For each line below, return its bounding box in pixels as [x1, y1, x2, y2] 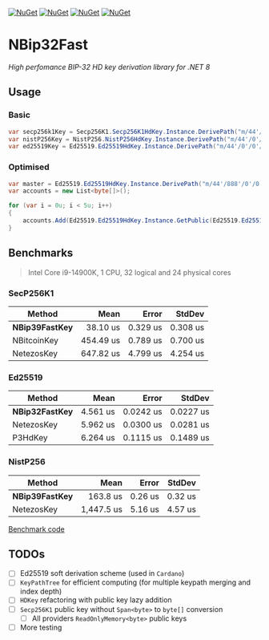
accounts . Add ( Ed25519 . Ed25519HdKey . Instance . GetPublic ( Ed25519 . [22, 217, 242, 225]
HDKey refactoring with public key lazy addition [19, 595, 172, 605]
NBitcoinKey [12, 334, 58, 346]
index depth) [19, 586, 62, 597]
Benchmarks [8, 246, 74, 260]
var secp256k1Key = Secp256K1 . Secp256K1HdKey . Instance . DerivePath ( [8, 128, 239, 136]
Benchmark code [8, 524, 66, 533]
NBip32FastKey [12, 406, 74, 417]
